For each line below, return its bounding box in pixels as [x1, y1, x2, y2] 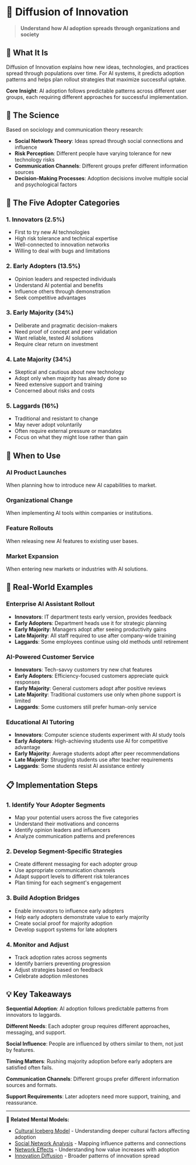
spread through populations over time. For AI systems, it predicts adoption [6, 70, 185, 77]
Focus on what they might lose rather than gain [14, 433, 128, 441]
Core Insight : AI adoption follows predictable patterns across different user [6, 87, 187, 94]
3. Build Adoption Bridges [6, 894, 80, 902]
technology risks [14, 156, 55, 163]
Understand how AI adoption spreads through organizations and [20, 25, 180, 32]
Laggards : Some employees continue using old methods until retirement [14, 638, 188, 645]
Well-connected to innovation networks [14, 241, 110, 248]
